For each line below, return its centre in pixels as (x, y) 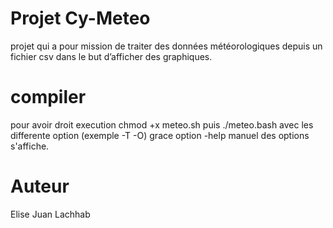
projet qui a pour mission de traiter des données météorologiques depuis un (166, 46)
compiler (48, 97)
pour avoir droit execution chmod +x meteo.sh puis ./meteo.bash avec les (162, 124)
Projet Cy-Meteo (80, 18)
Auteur (40, 186)
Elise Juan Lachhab (50, 214)
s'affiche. (30, 146)
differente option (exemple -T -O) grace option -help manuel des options (160, 135)
